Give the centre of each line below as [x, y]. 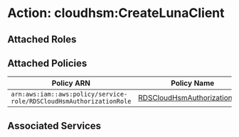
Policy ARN [71, 83]
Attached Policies [47, 63]
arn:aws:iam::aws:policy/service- [69, 94]
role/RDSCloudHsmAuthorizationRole [71, 102]
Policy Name [192, 83]
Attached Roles [42, 39]
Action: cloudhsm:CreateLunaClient [116, 13]
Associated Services [54, 126]
